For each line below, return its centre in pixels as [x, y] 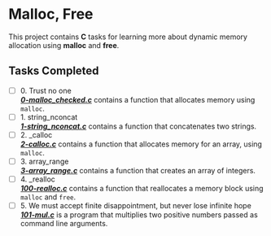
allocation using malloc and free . [64, 45]
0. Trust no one [46, 90]
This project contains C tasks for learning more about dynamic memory [128, 37]
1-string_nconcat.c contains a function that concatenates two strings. [138, 126]
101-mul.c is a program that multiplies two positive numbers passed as [139, 215]
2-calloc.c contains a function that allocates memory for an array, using [141, 144]
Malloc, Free [51, 14]
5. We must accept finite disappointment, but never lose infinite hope [136, 206]
